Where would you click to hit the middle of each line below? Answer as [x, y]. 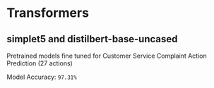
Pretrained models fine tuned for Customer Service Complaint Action [107, 56]
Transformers [48, 13]
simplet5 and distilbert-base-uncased [92, 39]
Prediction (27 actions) [40, 63]
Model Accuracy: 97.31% [42, 77]
